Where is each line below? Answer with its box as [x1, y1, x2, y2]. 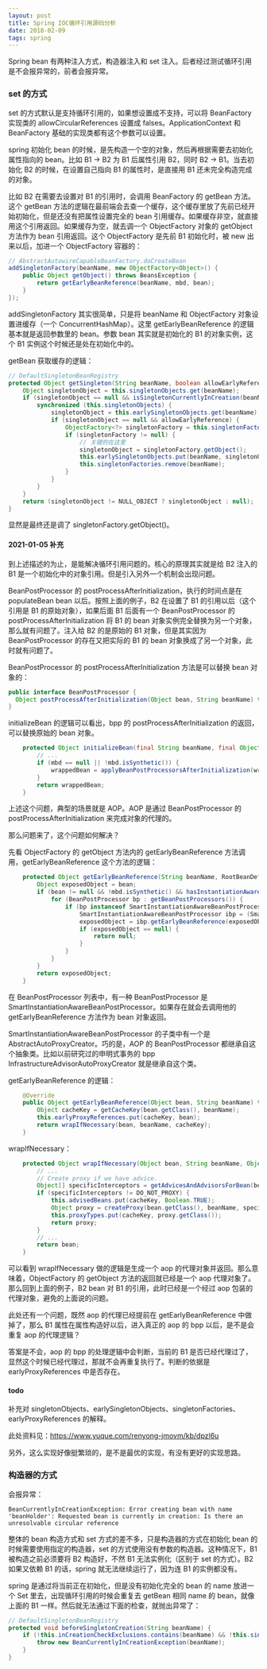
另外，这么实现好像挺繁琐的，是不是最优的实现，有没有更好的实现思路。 [8, 1448, 245, 1458]
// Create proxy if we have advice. [37, 1174, 158, 1183]
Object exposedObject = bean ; [37, 881, 137, 889]
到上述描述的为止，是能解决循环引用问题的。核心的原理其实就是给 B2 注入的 [8, 559, 258, 568]
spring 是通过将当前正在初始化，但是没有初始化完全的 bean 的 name [8, 1581, 232, 1590]
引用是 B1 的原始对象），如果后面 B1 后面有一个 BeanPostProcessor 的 [8, 606, 236, 615]
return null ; [93, 932, 137, 940]
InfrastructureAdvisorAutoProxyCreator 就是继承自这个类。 [8, 1059, 201, 1068]
